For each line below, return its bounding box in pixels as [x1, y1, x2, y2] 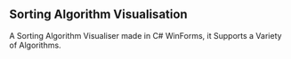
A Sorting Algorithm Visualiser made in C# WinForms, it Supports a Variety [9, 30, 282, 41]
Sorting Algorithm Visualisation [9, 7, 189, 22]
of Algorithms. [9, 40, 61, 50]
